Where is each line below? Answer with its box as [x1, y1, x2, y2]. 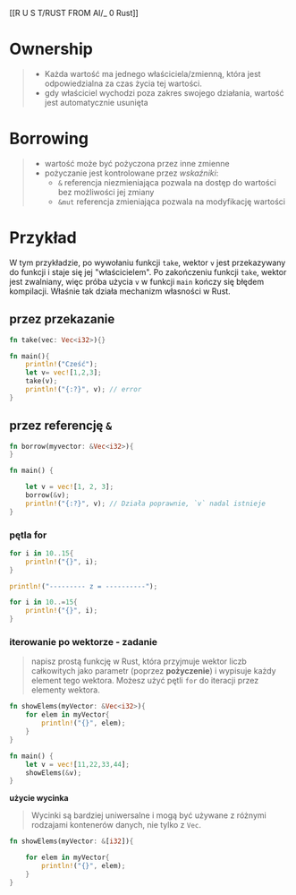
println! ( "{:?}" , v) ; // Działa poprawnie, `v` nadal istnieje [25, 499, 266, 508]
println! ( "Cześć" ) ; [25, 360, 98, 369]
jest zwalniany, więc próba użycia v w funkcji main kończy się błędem [9, 276, 265, 287]
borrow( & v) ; [25, 491, 70, 500]
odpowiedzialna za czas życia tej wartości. [44, 78, 203, 89]
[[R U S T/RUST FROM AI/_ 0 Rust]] [9, 8, 139, 18]
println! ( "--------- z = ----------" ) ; [9, 581, 158, 590]
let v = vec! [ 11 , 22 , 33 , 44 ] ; [25, 760, 130, 769]
